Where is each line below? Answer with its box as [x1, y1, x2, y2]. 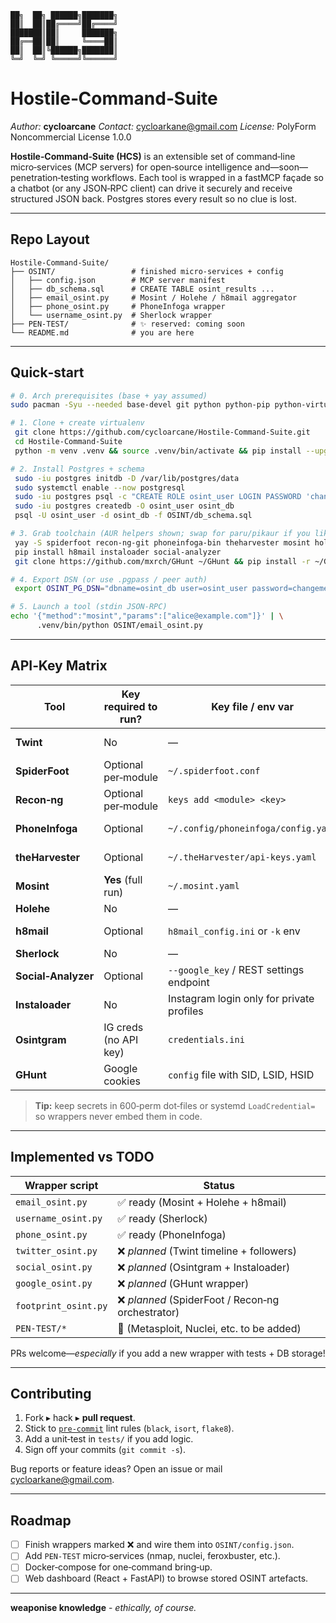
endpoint [168, 975, 210, 989]
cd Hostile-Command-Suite [14, 437, 123, 447]
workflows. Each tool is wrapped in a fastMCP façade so [91, 171, 324, 183]
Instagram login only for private [168, 991, 315, 1005]
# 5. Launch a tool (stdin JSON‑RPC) [10, 602, 168, 612]
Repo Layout [10, 231, 90, 248]
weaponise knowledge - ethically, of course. [10, 1602, 197, 1614]
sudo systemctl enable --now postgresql [14, 482, 186, 493]
